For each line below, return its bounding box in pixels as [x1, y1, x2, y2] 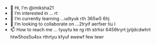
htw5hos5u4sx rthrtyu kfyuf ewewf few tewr [10, 34, 104, 40]
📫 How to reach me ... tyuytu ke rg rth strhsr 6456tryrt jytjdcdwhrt [10, 27, 151, 32]
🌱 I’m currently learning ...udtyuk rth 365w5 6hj [10, 16, 110, 21]
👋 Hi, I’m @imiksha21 [10, 5, 55, 11]
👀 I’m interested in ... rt [10, 10, 58, 16]
